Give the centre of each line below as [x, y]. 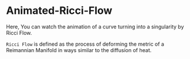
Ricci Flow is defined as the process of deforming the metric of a [85, 44]
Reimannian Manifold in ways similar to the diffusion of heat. [79, 50]
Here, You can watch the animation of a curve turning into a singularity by [95, 27]
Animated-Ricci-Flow [59, 11]
